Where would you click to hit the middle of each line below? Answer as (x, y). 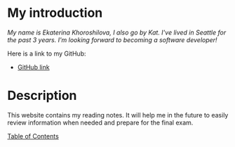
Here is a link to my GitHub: (47, 53)
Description (42, 96)
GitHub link (34, 67)
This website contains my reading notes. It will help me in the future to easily (118, 115)
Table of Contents (33, 136)
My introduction (55, 13)
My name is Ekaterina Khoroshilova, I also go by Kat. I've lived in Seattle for (117, 32)
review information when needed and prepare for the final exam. (100, 122)
